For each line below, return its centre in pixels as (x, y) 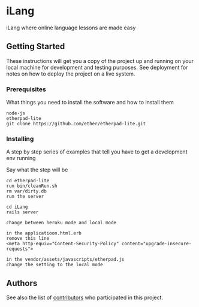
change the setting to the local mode (55, 265)
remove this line (28, 239)
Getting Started (36, 46)
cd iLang (17, 207)
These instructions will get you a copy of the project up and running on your (100, 61)
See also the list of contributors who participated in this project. (85, 297)
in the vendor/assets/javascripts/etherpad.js (65, 260)
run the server (25, 197)
